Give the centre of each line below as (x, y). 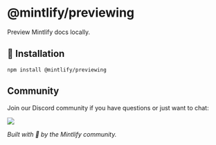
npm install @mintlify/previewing (57, 70)
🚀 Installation (36, 54)
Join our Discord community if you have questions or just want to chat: (108, 108)
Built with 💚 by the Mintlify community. (62, 134)
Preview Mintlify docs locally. (49, 32)
